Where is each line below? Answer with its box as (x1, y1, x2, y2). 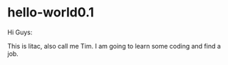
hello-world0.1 (7, 4, 95, 21)
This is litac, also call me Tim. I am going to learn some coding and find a (7, 41, 221, 50)
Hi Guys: (7, 28, 33, 36)
